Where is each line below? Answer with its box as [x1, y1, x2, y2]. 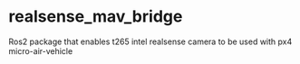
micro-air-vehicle [8, 45, 73, 56]
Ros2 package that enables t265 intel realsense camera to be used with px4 [8, 36, 293, 47]
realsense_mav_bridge [8, 6, 183, 27]
